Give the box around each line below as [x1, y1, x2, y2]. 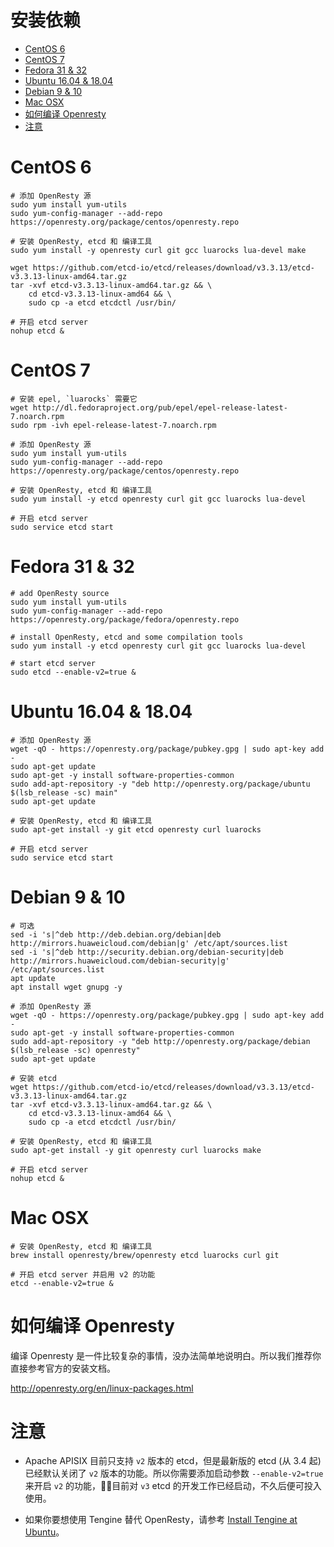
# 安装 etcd [10, 1073, 57, 1083]
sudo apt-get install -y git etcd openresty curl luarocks [10, 824, 262, 835]
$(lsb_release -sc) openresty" [10, 1045, 141, 1055]
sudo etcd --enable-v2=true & [10, 667, 137, 677]
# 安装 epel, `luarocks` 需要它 [10, 394, 138, 404]
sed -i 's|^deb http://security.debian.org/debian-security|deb [10, 947, 284, 957]
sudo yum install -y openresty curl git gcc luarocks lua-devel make [10, 245, 307, 255]
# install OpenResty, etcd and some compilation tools [10, 632, 244, 642]
